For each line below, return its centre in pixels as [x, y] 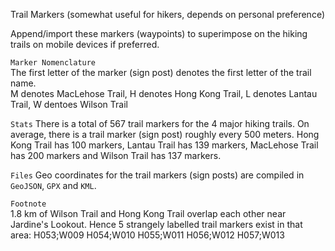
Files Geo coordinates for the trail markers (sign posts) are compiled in [157, 175]
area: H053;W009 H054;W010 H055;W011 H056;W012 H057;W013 [147, 235]
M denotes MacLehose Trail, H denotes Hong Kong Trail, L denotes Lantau [164, 93]
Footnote [28, 204]
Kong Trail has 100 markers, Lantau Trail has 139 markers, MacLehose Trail [164, 145]
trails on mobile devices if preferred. [85, 44]
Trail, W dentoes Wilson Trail [69, 104]
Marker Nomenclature [53, 63]
